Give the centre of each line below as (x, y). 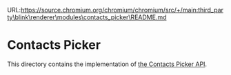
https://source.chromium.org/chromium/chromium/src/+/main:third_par (122, 10)
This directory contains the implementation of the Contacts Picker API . (107, 64)
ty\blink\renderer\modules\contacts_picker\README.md (87, 17)
